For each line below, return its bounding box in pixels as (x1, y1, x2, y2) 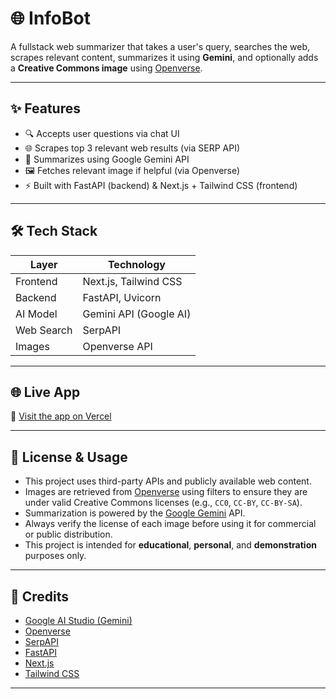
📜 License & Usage (10, 448, 128, 466)
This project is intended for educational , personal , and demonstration (24, 539, 317, 551)
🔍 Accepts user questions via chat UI (24, 127, 180, 139)
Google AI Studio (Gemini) (24, 615, 133, 626)
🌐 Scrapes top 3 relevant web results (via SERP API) (24, 142, 240, 154)
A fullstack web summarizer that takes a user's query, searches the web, (10, 40, 311, 52)
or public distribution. (24, 528, 113, 541)
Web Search (15, 323, 73, 337)
